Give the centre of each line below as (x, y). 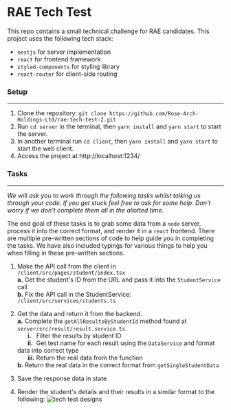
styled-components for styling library (68, 66)
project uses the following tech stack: (60, 38)
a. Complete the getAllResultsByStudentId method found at (102, 321)
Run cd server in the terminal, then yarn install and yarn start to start (119, 127)
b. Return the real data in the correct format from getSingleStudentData (118, 365)
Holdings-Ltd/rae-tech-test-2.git (66, 120)
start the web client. (45, 148)
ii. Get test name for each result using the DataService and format (121, 343)
